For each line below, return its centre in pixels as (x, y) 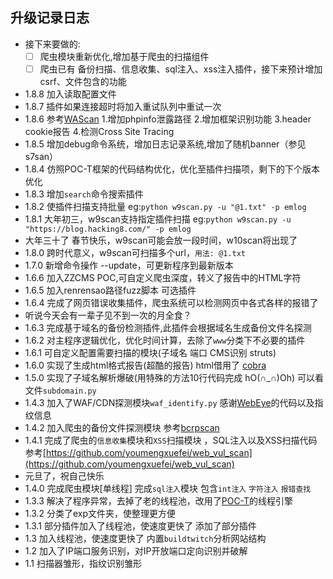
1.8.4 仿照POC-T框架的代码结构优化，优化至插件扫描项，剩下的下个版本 (172, 169)
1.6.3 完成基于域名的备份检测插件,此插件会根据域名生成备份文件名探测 (168, 327)
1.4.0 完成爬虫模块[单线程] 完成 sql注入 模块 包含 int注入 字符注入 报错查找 (168, 488)
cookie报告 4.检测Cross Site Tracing (99, 131)
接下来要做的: (52, 44)
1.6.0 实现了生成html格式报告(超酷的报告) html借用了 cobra (145, 365)
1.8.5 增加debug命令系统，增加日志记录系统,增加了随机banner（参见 (165, 144)
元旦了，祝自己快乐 (64, 475)
